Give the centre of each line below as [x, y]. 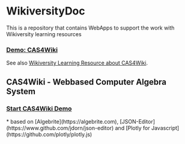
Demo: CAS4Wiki [32, 49]
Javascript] [165, 128]
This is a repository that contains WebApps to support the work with [90, 28]
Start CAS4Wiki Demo [39, 108]
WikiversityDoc [46, 11]
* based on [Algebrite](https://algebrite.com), [62, 121]
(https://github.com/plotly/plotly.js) [49, 134]
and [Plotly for [132, 128]
